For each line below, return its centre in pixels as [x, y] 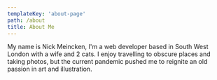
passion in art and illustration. [50, 69]
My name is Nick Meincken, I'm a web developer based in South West [108, 47]
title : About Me [31, 27]
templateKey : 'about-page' [47, 14]
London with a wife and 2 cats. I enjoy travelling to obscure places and [109, 54]
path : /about [26, 20]
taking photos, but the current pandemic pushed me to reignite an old [107, 62]
